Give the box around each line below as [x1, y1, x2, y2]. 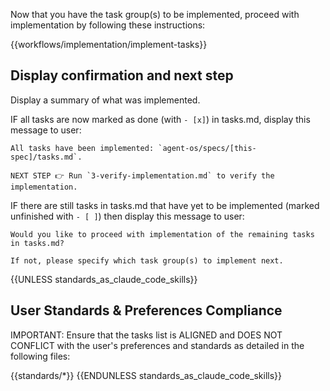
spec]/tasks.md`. [10, 152, 83, 162]
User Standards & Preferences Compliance [10, 302, 283, 319]
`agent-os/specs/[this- [158, 143, 257, 153]
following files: [10, 350, 71, 362]
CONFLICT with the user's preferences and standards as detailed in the [10, 339, 305, 351]
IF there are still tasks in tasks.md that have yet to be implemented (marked [10, 199, 320, 211]
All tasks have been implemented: [10, 143, 155, 153]
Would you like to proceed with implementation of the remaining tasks [10, 229, 315, 239]
